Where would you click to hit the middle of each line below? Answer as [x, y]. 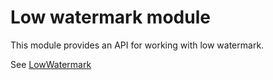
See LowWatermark [51, 64]
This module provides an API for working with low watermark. [137, 45]
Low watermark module [110, 17]
